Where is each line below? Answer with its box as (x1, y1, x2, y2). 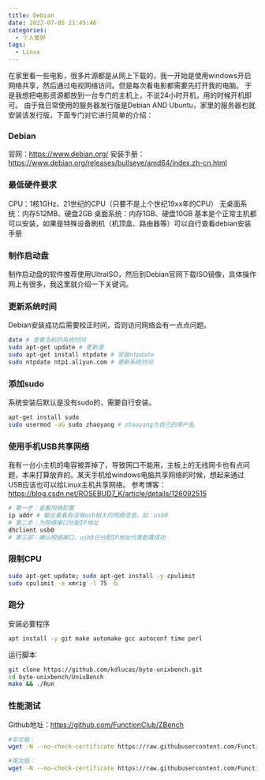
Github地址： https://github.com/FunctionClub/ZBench (8, 719, 184, 730)
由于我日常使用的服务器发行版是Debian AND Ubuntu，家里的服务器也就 (23, 100, 256, 110)
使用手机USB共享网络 (8, 441, 90, 452)
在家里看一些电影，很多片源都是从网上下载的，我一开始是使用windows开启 (8, 71, 252, 80)
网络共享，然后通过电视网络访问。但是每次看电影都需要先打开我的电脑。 (8, 80, 243, 90)
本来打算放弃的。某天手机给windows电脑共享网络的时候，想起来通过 (21, 470, 244, 480)
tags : (8, 41, 26, 49)
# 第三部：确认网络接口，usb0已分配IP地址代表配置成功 (8, 533, 166, 541)
